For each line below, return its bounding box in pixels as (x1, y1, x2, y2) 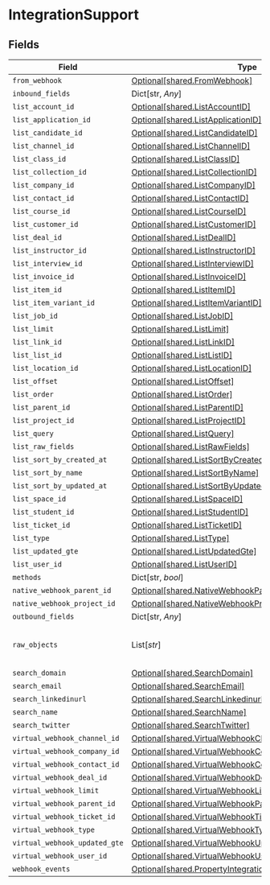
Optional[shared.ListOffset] (131, 376, 235, 387)
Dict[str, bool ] (131, 572, 184, 582)
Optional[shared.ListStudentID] (131, 507, 249, 517)
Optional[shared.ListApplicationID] (131, 114, 262, 126)
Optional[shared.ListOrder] (131, 389, 233, 400)
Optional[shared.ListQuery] (131, 428, 235, 439)
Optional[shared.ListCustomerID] (131, 219, 256, 230)
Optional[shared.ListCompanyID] (131, 179, 256, 191)
